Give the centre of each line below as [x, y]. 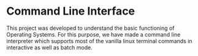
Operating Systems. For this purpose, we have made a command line [93, 34]
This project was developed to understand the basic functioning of [90, 28]
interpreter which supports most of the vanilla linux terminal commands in [99, 41]
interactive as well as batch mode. [50, 47]
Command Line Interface [71, 11]
